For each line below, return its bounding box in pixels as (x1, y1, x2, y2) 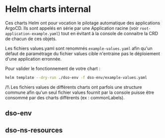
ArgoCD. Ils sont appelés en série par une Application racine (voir (5, 25, 139, 31)
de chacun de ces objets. (5, 36, 57, 42)
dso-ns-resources (5, 126, 63, 135)
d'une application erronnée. (5, 56, 62, 62)
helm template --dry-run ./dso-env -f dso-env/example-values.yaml (5, 75, 148, 80)
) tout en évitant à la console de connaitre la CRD (58, 30, 159, 36)
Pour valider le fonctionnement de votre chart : (5, 66, 101, 71)
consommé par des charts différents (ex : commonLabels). (5, 94, 125, 100)
